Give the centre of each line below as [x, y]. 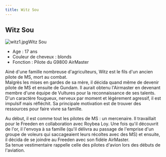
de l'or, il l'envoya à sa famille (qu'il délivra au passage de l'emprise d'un [80, 129]
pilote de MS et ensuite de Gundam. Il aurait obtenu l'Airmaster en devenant [83, 88]
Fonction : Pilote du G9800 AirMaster [50, 62]
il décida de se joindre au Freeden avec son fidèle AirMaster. [67, 140]
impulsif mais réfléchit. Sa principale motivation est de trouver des [73, 104]
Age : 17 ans [25, 52]
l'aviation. [15, 151]
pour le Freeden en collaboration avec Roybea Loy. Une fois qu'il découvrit [82, 124]
